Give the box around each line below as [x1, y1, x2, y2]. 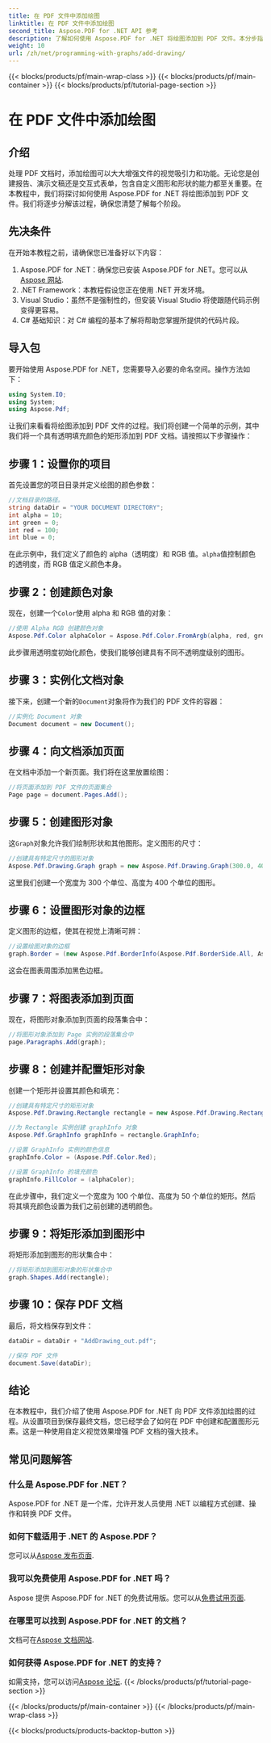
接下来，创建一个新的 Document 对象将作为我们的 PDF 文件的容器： [8, 696, 225, 706]
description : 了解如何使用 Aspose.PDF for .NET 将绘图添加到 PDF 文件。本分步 [8, 34, 258, 43]
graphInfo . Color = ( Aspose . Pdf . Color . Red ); [8, 1153, 157, 1161]
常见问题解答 [8, 1452, 73, 1466]
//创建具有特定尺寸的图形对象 [8, 854, 94, 863]
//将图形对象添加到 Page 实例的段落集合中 [8, 1031, 134, 1039]
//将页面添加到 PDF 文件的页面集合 [8, 783, 112, 792]
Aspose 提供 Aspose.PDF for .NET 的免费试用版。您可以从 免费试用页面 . [8, 1593, 246, 1602]
